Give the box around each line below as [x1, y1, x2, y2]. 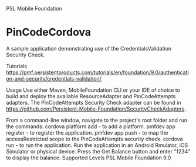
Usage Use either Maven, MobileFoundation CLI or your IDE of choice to [6, 86, 181, 93]
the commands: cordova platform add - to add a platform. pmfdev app [6, 123, 176, 130]
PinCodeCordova [6, 26, 92, 39]
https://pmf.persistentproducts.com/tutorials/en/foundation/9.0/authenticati [6, 69, 189, 76]
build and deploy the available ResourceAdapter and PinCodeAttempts [6, 92, 176, 99]
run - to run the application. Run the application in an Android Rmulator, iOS [6, 141, 188, 149]
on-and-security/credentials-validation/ [6, 75, 102, 82]
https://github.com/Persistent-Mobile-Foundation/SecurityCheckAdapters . [6, 105, 188, 112]
